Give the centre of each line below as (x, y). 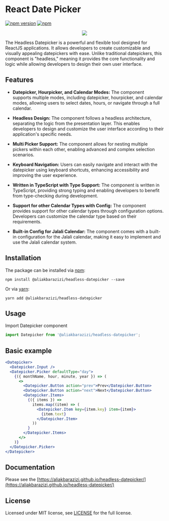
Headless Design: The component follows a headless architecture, (82, 118)
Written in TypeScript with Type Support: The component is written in (86, 185)
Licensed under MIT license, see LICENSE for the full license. (69, 513)
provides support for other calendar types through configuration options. (88, 211)
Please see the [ (22, 480)
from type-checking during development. (55, 196)
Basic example (28, 350)
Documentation (30, 467)
